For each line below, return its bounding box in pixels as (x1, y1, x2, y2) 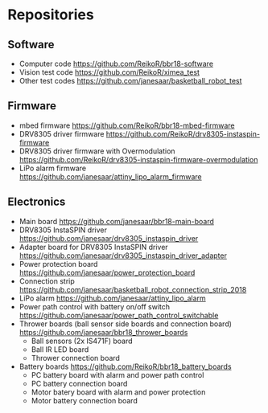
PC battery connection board (31, 378, 128, 388)
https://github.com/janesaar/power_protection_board (19, 268, 196, 277)
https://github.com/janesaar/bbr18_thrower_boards (19, 327, 188, 337)
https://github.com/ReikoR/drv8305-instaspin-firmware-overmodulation (19, 154, 258, 164)
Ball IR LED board (31, 344, 89, 354)
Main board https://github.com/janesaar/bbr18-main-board (19, 216, 215, 226)
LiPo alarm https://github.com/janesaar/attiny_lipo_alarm (19, 293, 206, 303)
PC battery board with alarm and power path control (31, 370, 204, 379)
